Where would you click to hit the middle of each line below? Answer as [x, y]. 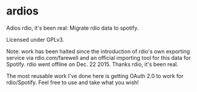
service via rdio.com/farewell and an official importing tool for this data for [99, 57]
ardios [23, 11]
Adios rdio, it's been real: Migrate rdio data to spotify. [73, 28]
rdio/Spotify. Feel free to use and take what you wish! [73, 82]
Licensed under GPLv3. [35, 39]
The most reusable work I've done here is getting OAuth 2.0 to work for [95, 76]
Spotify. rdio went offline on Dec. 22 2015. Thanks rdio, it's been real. [92, 64]
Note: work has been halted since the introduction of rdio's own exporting [98, 51]
